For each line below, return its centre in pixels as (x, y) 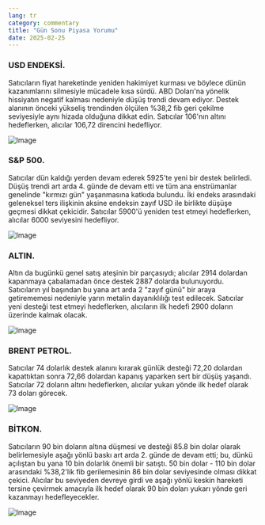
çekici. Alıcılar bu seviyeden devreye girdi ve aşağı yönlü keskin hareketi (126, 480)
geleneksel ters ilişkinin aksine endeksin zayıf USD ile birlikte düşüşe (120, 203)
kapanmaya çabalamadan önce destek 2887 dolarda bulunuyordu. (116, 281)
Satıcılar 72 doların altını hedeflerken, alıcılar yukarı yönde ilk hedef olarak (129, 385)
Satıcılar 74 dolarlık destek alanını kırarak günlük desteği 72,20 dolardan (125, 368)
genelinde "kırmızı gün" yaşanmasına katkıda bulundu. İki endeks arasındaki (132, 194)
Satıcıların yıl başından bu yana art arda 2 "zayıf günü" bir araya (112, 290)
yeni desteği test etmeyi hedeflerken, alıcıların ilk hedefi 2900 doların (121, 306)
